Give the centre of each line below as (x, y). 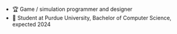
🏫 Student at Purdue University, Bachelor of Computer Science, (92, 18)
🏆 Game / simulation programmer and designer (72, 9)
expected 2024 (31, 24)
